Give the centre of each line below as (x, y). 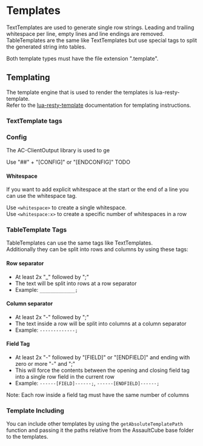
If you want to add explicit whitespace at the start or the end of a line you (98, 189)
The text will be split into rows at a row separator (76, 283)
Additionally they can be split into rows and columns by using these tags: (97, 249)
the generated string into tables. (46, 47)
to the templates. (27, 437)
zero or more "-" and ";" (45, 364)
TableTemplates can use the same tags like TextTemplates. (80, 243)
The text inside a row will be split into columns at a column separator (101, 323)
